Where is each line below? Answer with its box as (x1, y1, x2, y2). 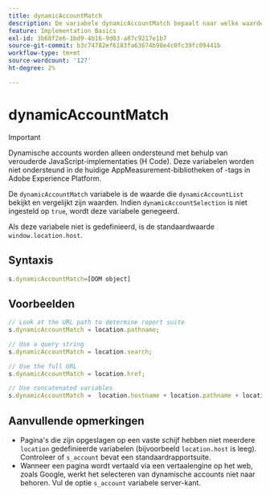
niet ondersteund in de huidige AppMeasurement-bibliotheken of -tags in (8, 165, 251, 174)
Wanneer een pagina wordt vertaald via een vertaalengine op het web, (19, 461, 253, 470)
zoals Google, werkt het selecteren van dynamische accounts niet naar (19, 469, 256, 479)
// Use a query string (8, 340, 84, 348)
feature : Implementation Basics (8, 27, 117, 35)
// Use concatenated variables (8, 384, 113, 392)
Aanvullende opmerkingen (8, 414, 145, 427)
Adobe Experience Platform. (8, 174, 102, 183)
